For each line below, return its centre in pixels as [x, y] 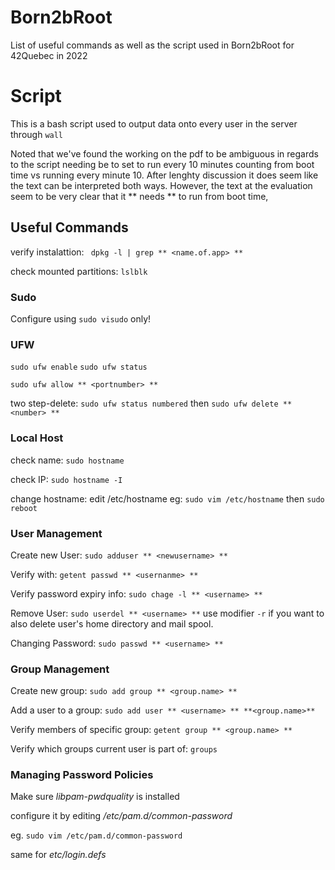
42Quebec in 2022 [49, 55]
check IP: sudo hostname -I [66, 479]
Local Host [37, 438]
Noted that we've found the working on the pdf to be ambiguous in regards [164, 153]
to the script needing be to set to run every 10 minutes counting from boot [162, 164]
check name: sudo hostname [67, 460]
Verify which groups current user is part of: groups [114, 749]
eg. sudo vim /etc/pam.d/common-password [96, 835]
